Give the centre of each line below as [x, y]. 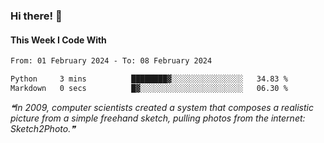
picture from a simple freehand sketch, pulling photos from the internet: [158, 118]
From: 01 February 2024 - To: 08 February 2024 [111, 61]
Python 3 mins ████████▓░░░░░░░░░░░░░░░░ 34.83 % [149, 79]
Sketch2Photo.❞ [43, 128]
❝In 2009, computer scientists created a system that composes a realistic [162, 107]
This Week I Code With [58, 40]
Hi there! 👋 [36, 16]
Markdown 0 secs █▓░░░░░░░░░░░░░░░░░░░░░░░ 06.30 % [149, 88]
